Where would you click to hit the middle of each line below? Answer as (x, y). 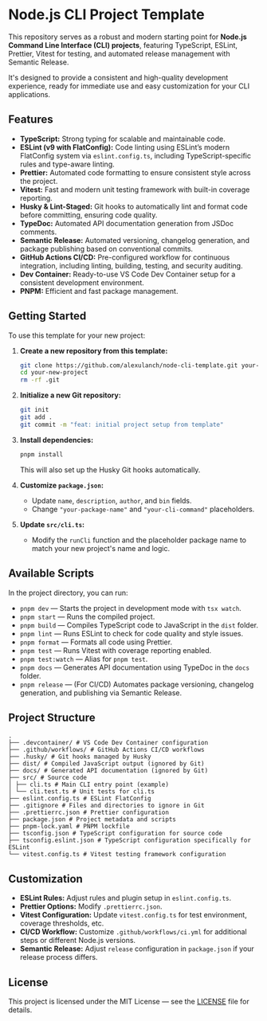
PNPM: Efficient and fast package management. (99, 291)
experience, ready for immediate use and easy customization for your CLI (129, 86)
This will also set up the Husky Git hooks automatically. (110, 469)
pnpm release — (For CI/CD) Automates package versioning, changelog (137, 684)
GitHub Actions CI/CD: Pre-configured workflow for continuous (125, 257)
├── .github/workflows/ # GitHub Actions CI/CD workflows (106, 750)
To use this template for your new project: (77, 335)
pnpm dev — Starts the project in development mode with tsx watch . (130, 608)
